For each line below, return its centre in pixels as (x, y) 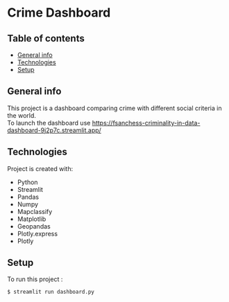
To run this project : (35, 279)
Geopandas (34, 226)
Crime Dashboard (59, 13)
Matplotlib (32, 219)
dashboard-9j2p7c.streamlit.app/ (54, 130)
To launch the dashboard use (49, 123)
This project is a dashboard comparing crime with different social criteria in (114, 108)
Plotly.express (37, 233)
